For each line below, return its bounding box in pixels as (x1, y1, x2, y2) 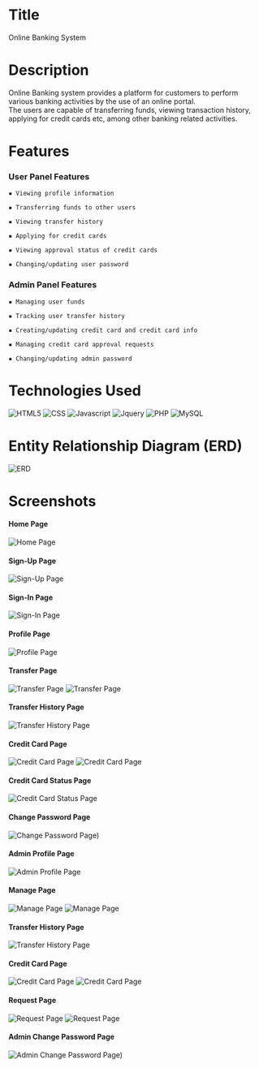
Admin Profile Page (8, 849, 75, 859)
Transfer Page (8, 665, 58, 675)
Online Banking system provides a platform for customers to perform (8, 88, 239, 97)
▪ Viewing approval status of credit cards (8, 246, 158, 255)
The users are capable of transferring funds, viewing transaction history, (8, 105, 252, 114)
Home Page (8, 519, 49, 529)
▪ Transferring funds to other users (8, 204, 136, 212)
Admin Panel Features (8, 279, 97, 291)
